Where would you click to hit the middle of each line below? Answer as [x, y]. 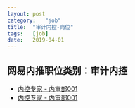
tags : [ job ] [28, 34]
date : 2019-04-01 [36, 40]
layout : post [26, 14]
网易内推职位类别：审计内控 [67, 70]
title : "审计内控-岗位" [40, 27]
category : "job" [34, 20]
